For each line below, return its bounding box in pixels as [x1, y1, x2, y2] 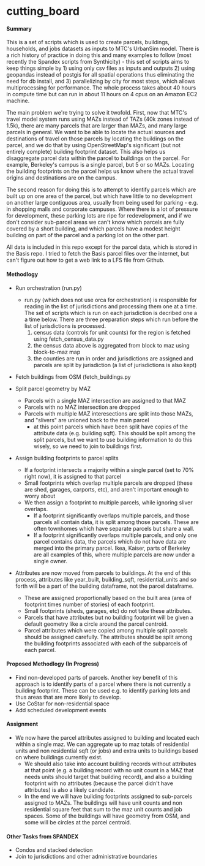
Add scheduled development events [15, 706, 106, 713]
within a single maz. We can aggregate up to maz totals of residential [15, 740, 190, 748]
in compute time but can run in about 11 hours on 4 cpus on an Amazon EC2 [6, 91, 198, 98]
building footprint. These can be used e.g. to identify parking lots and [15, 686, 190, 694]
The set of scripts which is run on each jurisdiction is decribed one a [24, 309, 198, 316]
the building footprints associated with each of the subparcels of [24, 639, 188, 647]
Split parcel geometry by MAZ [15, 385, 91, 392]
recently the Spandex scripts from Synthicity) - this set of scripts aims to [6, 58, 190, 66]
